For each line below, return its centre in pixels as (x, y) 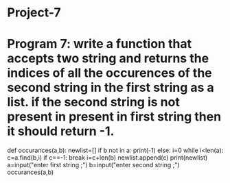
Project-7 (34, 13)
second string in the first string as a (111, 88)
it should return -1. (61, 131)
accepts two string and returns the (108, 59)
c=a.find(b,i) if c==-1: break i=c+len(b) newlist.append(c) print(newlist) (107, 158)
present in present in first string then (114, 117)
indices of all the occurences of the (110, 73)
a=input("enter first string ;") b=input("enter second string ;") (93, 165)
